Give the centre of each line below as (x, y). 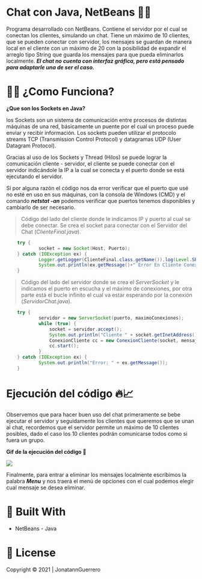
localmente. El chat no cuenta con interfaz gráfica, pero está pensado (95, 61)
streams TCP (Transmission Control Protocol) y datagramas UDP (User (94, 139)
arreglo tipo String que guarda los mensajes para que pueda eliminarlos (95, 54)
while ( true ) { (57, 324)
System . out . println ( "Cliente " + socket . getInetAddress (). (124, 335)
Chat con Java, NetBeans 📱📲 (79, 12)
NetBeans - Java (36, 528)
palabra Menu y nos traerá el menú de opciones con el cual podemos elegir (100, 481)
